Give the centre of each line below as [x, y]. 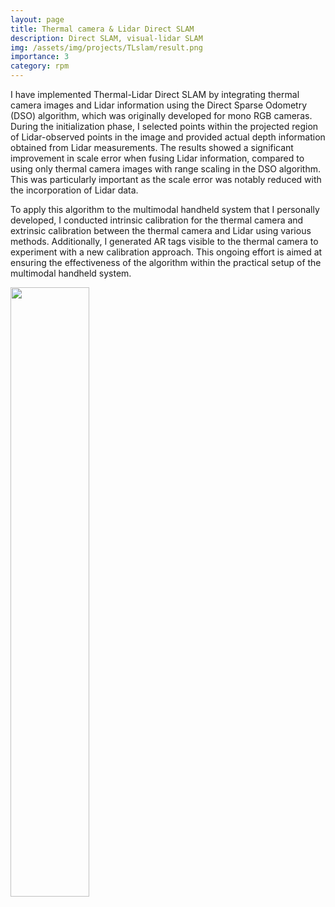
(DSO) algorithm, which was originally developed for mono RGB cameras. [161, 115]
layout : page [37, 19]
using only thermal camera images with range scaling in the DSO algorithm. [165, 169]
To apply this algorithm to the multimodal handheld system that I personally [165, 209]
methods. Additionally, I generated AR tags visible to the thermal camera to [164, 241]
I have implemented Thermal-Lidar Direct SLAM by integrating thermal [155, 94]
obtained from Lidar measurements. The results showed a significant [152, 147]
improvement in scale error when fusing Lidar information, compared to [157, 158]
